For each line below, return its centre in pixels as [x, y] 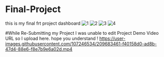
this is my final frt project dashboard [43, 23]
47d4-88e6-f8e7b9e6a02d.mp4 [39, 49]
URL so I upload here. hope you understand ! [52, 38]
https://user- [112, 38]
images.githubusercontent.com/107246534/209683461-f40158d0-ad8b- [81, 43]
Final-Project [33, 9]
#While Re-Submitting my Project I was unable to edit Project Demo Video [82, 33]
